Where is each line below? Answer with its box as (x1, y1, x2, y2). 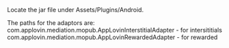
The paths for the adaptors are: (7, 19, 95, 26)
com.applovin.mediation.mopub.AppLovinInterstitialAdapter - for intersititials (7, 26, 222, 34)
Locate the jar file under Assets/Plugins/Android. (7, 6, 144, 14)
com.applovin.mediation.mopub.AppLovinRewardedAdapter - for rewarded (7, 33, 218, 41)
